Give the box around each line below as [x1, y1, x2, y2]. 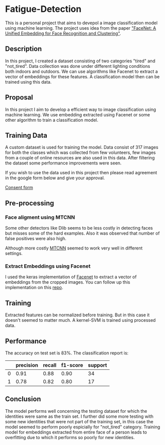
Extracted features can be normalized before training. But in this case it [5, 312, 150, 318]
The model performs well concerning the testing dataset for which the [5, 408, 147, 414]
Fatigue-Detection [5, 3, 82, 15]
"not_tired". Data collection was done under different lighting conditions [5, 63, 150, 69]
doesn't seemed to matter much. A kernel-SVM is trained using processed [5, 317, 156, 323]
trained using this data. [5, 79, 52, 85]
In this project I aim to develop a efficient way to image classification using [5, 106, 156, 112]
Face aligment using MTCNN [5, 214, 75, 221]
